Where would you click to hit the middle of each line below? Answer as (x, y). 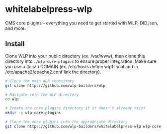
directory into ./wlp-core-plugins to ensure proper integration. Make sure (81, 61)
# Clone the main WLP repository (40, 81)
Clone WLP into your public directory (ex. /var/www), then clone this (75, 56)
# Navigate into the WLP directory (42, 95)
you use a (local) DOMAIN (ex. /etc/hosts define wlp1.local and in (72, 66)
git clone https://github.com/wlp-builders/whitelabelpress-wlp (73, 126)
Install (15, 44)
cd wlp (12, 99)
